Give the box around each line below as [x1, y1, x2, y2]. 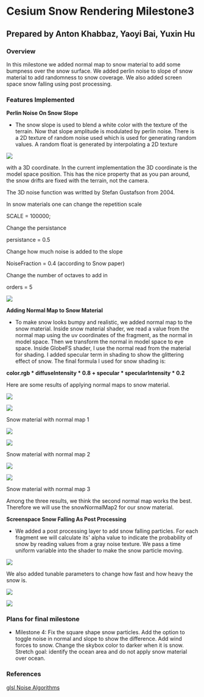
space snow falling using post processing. [6, 80, 112, 87]
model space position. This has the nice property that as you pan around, [6, 170, 191, 178]
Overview [6, 47, 36, 56]
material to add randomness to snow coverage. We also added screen [6, 73, 182, 81]
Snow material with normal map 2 [6, 451, 90, 458]
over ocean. [15, 655, 46, 662]
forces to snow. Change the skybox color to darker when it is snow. [15, 641, 184, 649]
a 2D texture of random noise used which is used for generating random [15, 134, 197, 142]
